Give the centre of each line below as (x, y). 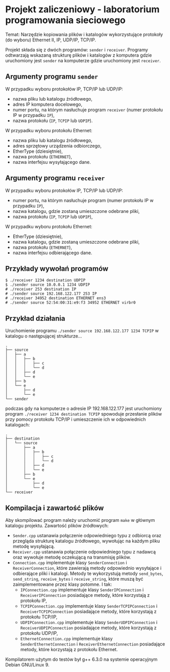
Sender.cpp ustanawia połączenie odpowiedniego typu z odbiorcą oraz (87, 535)
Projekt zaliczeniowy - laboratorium (82, 9)
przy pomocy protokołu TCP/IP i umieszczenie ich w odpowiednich (76, 419)
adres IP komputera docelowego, (47, 104)
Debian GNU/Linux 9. (27, 665)
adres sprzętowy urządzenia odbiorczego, (57, 146)
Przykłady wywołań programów (57, 268)
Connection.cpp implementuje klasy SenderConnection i (70, 562)
